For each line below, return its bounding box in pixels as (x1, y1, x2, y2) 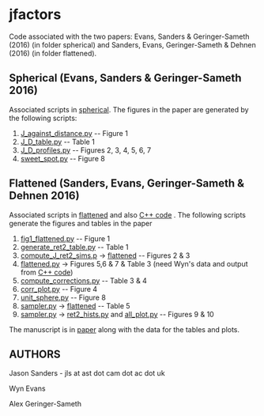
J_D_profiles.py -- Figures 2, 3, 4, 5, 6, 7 (20, 145, 152, 155)
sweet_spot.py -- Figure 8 (20, 153, 105, 163)
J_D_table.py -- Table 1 (20, 137, 96, 146)
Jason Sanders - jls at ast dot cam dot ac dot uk (9, 369, 165, 378)
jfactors (9, 6, 62, 24)
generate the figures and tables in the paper (9, 218, 153, 228)
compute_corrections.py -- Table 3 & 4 (20, 275, 147, 286)
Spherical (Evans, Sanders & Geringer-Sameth (9, 71, 242, 85)
